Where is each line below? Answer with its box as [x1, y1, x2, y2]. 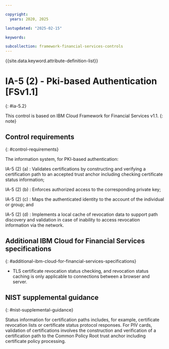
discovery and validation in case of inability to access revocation [5, 216, 140, 223]
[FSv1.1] [5, 86, 38, 98]
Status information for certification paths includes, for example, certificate [5, 317, 159, 323]
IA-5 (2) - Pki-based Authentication [5, 75, 157, 87]
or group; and [5, 201, 34, 207]
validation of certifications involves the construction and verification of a [5, 327, 156, 333]
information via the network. [5, 222, 64, 228]
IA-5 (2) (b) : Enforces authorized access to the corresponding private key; [5, 186, 161, 192]
